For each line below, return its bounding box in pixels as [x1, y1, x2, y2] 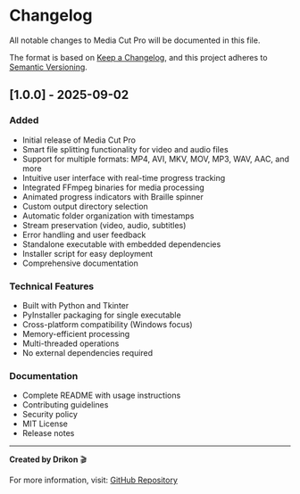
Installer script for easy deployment [21, 248, 154, 259]
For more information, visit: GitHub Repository [9, 474, 179, 486]
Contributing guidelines [21, 399, 109, 410]
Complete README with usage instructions [21, 390, 181, 401]
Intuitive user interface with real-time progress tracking [21, 172, 226, 183]
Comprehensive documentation [21, 258, 138, 268]
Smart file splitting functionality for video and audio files [21, 144, 229, 154]
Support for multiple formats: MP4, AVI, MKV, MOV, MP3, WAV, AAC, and [21, 153, 290, 164]
